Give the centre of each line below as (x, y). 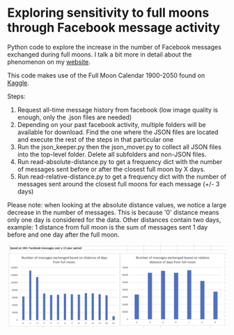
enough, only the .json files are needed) (75, 117)
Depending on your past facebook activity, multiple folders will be (111, 124)
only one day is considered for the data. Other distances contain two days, (114, 219)
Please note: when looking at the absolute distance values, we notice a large (117, 204)
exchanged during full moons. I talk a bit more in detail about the (100, 54)
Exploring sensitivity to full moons (108, 13)
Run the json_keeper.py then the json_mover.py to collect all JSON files (119, 147)
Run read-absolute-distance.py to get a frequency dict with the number (120, 161)
